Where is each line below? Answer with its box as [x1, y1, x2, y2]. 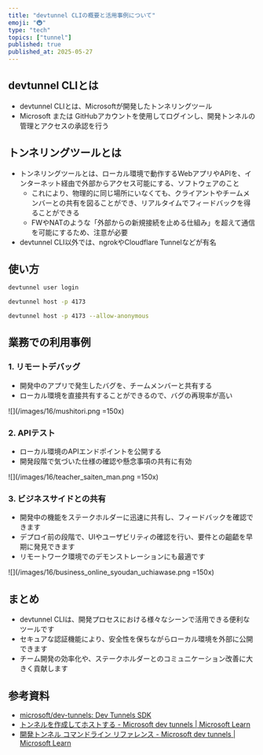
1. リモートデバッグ [8, 361, 81, 372]
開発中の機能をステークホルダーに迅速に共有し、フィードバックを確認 [19, 512, 247, 522]
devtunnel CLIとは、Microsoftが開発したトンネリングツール [19, 101, 213, 111]
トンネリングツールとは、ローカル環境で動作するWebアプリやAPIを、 [19, 168, 245, 178]
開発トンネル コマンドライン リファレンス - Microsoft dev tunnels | [19, 729, 236, 739]
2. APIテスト [8, 427, 56, 438]
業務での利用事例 [8, 335, 91, 350]
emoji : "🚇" [8, 19, 46, 27]
